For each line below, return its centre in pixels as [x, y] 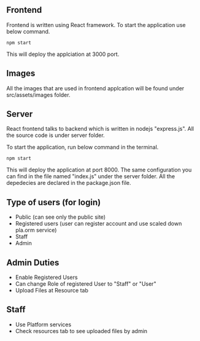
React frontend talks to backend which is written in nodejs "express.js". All [100, 129]
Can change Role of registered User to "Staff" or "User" [86, 284]
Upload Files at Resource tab [52, 291]
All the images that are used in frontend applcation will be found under [95, 88]
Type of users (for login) [54, 202]
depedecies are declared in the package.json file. [69, 183]
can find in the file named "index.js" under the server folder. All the [91, 176]
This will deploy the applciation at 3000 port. [63, 54]
